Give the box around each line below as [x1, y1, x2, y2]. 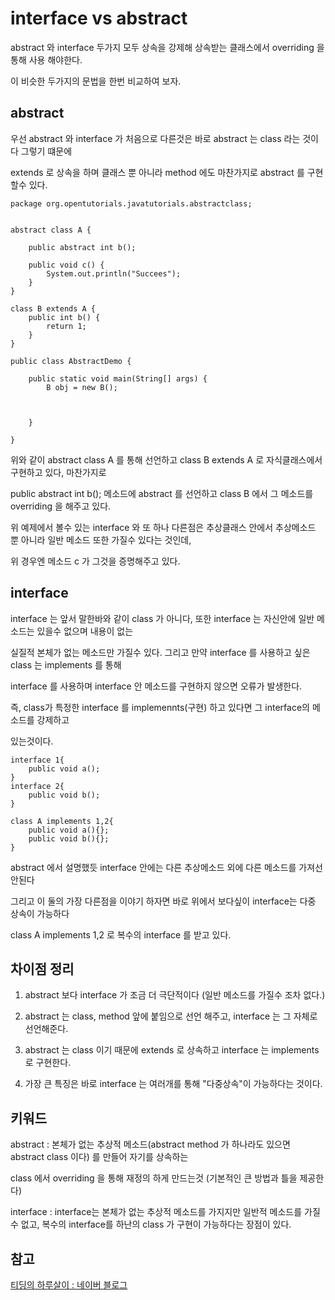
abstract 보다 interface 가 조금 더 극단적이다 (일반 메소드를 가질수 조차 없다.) [24, 989, 326, 1001]
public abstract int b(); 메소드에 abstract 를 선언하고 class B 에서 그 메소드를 [10, 487, 314, 499]
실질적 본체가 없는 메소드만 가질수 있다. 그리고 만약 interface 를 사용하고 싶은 [10, 646, 311, 658]
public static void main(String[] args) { [28, 373, 208, 384]
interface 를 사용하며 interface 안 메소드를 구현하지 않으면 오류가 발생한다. [10, 680, 303, 692]
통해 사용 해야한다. [10, 53, 83, 66]
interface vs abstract [10, 7, 188, 30]
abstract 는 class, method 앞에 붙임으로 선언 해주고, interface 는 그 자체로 [24, 1010, 318, 1022]
